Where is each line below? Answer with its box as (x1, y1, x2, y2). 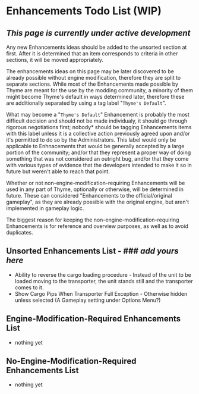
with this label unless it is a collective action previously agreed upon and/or (6, 130, 190, 137)
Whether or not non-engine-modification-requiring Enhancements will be (6, 180, 185, 186)
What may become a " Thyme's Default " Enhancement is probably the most (6, 111, 190, 118)
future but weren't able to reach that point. (6, 168, 110, 175)
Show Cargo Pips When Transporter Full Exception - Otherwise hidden (14, 290, 188, 297)
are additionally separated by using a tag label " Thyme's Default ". (6, 99, 166, 107)
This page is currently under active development (6, 28, 191, 38)
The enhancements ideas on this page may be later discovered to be (6, 68, 174, 75)
